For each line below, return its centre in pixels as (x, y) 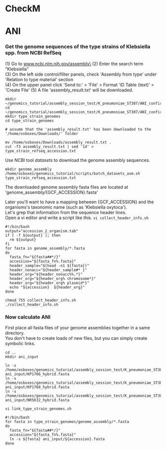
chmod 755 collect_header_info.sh (41, 300)
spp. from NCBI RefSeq (33, 53)
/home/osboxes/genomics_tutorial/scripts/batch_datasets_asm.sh (73, 174)
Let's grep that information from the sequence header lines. (66, 212)
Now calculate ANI (28, 317)
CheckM (23, 9)
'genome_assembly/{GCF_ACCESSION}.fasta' (52, 192)
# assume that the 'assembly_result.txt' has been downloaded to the (78, 129)
